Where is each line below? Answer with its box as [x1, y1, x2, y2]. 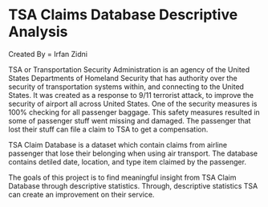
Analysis [8, 22, 68, 41]
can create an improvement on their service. [8, 189, 155, 199]
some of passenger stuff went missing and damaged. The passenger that [8, 116, 251, 125]
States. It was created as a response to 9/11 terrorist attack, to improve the [8, 90, 254, 99]
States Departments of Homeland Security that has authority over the [8, 73, 238, 83]
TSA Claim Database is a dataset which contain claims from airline [8, 140, 227, 149]
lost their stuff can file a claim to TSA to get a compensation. [8, 124, 209, 134]
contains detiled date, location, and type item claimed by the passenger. [8, 156, 247, 166]
